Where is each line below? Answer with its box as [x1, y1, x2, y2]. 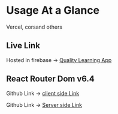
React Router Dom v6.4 [6, 74, 95, 84]
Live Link [6, 41, 41, 51]
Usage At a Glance [6, 4, 100, 17]
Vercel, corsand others [6, 23, 63, 30]
